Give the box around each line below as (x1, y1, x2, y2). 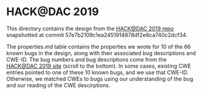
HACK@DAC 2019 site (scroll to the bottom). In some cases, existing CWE (6, 62, 192, 70)
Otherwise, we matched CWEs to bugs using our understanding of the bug (6, 75, 193, 82)
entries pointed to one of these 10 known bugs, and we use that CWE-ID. (6, 68, 189, 76)
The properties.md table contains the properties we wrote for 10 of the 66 (6, 43, 191, 50)
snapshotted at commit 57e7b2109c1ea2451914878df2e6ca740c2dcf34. (6, 31, 187, 38)
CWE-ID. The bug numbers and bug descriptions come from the (6, 56, 167, 63)
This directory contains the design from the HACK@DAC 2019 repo (6, 25, 175, 32)
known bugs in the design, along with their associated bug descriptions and (6, 49, 197, 56)
